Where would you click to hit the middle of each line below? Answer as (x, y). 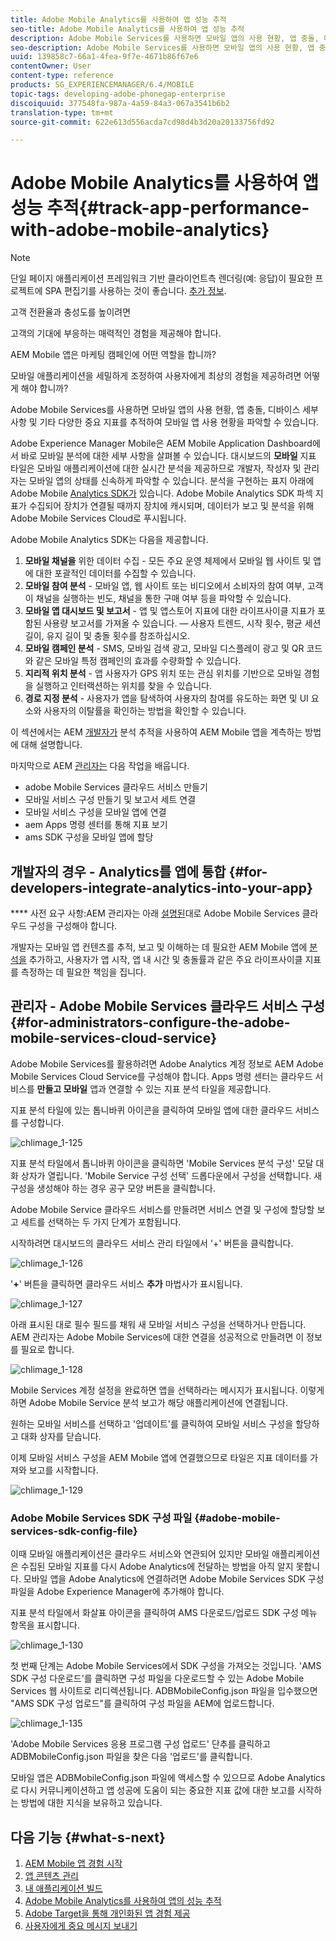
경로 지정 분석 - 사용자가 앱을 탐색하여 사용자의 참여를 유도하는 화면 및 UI (166, 698)
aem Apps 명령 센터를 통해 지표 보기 (96, 825)
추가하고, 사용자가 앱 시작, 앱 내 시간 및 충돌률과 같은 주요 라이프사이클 (165, 959)
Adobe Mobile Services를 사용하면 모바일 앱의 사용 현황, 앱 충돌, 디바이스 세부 (164, 410)
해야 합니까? (44, 388)
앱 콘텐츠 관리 (51, 1875)
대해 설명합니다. (51, 745)
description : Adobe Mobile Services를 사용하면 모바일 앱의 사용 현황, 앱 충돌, (165, 38)
